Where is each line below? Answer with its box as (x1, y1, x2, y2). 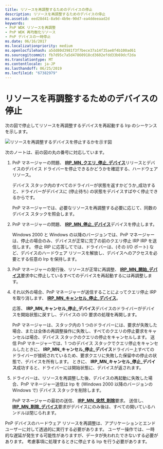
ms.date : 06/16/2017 (5, 39, 47, 44)
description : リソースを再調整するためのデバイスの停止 (5, 12, 106, 17)
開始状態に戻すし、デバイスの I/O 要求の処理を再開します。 (20, 311, 140, 317)
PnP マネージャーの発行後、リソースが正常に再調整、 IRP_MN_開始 (12, 266, 147, 272)
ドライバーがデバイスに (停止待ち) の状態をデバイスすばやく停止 (20, 188, 150, 194)
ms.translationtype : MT (5, 57, 54, 62)
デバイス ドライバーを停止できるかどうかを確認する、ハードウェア (25, 165, 158, 171)
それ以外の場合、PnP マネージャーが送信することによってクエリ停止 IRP (12, 289, 157, 295)
